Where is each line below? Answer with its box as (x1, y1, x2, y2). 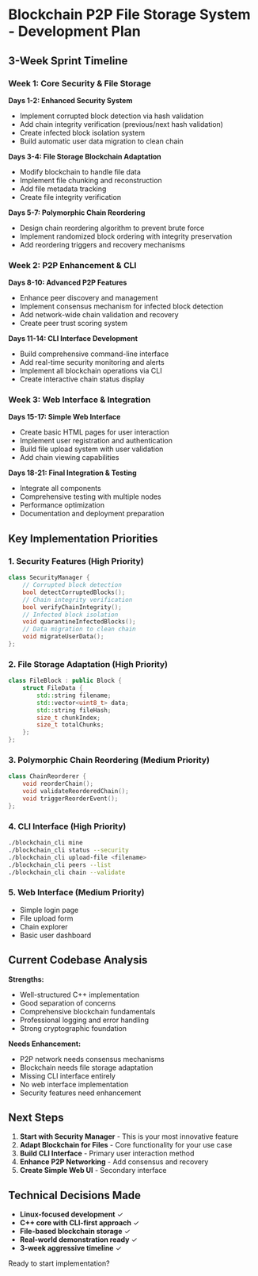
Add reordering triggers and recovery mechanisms (19, 239, 186, 249)
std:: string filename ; (36, 692, 112, 699)
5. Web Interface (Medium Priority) (8, 887, 145, 898)
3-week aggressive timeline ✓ (19, 1243, 123, 1253)
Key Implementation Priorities (8, 531, 158, 545)
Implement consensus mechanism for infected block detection (19, 301, 224, 311)
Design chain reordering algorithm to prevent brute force (19, 223, 205, 232)
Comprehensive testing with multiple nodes (19, 492, 162, 501)
